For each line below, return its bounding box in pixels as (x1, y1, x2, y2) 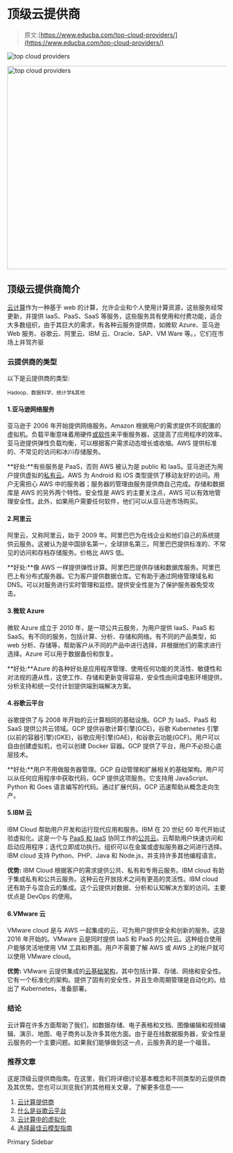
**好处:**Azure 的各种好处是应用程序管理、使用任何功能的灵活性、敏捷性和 (7, 664, 222, 672)
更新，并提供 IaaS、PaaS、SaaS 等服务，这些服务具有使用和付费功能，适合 (7, 312, 223, 320)
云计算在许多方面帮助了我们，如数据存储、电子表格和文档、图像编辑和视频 (7, 1020, 220, 1029)
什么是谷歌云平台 (17, 1106, 67, 1115)
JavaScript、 (175, 773, 212, 782)
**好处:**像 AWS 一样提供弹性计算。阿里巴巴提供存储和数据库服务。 (7, 563, 202, 572)
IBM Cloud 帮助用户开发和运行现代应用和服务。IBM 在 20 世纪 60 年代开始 (7, 825, 220, 834)
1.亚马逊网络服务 (7, 405, 55, 413)
